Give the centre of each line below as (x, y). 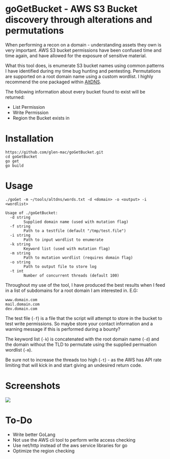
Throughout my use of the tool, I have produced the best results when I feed (85, 285)
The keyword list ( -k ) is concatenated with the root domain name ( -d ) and (82, 339)
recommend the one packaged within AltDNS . (53, 82)
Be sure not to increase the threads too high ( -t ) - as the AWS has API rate (83, 360)
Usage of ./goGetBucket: (32, 213)
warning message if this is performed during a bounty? (63, 329)
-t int (17, 271)
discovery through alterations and (79, 20)
